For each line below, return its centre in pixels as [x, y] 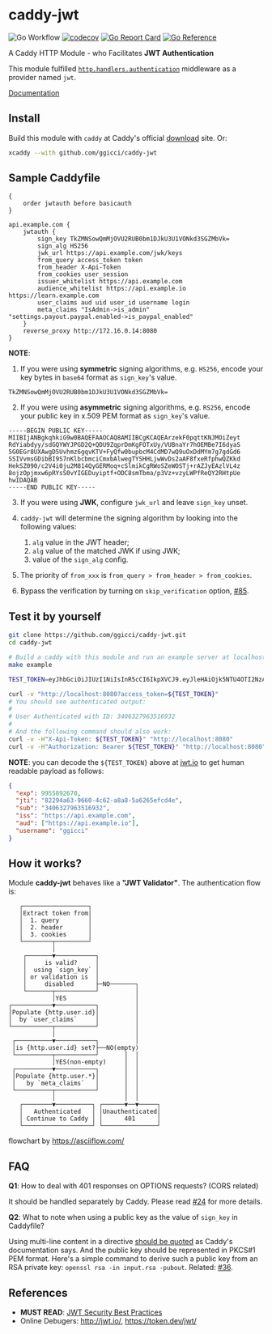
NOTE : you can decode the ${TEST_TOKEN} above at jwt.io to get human [126, 762]
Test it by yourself [55, 616]
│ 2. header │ [55, 928]
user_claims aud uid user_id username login [114, 303]
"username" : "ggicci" [52, 831]
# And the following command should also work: [90, 732]
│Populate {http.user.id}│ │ [74, 1013]
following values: [48, 527]
